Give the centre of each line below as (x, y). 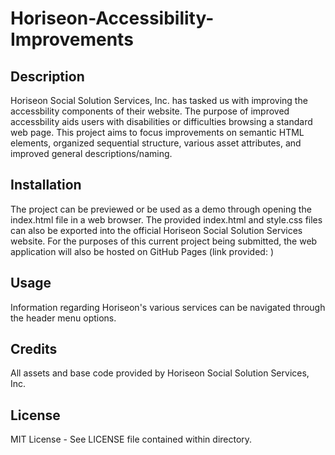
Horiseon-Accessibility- (112, 18)
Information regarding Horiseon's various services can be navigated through (168, 307)
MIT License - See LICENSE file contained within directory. (131, 439)
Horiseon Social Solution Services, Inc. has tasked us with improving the (159, 100)
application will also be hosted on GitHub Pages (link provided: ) (142, 251)
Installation (46, 185)
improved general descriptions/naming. (91, 153)
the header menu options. (63, 318)
